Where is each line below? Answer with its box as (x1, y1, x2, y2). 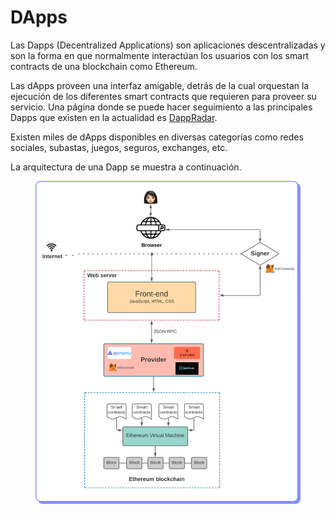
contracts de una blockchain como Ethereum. (10, 60, 198, 72)
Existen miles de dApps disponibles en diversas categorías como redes (10, 131, 304, 143)
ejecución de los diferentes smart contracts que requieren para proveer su (10, 90, 317, 102)
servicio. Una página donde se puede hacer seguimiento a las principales (10, 101, 313, 113)
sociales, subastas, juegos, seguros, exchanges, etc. (10, 141, 228, 153)
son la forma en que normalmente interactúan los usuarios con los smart (10, 49, 310, 61)
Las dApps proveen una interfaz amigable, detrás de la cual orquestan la (10, 79, 310, 91)
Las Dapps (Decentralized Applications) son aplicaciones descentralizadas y (10, 39, 326, 51)
